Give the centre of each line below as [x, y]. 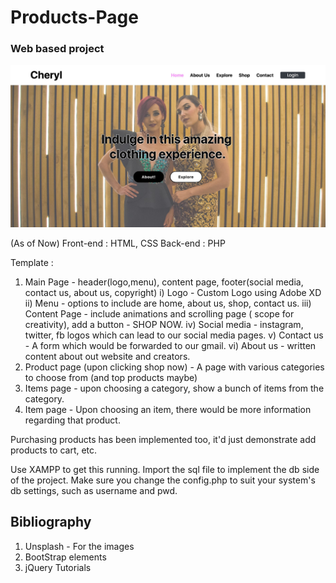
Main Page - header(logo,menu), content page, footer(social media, [164, 282]
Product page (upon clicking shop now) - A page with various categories [174, 367]
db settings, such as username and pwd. [94, 490]
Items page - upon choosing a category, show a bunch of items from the [174, 388]
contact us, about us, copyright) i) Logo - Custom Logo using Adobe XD [173, 292]
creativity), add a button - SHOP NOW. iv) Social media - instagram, [164, 324]
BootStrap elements [65, 557]
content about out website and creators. [107, 356]
